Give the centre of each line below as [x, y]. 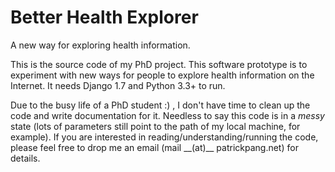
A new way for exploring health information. [100, 45]
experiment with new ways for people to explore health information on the [162, 75]
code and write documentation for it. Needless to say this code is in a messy [167, 115]
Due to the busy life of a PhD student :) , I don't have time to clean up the [160, 105]
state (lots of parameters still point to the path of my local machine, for [155, 126]
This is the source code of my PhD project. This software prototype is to [159, 64]
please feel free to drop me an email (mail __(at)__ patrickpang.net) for [154, 147]
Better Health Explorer [104, 17]
